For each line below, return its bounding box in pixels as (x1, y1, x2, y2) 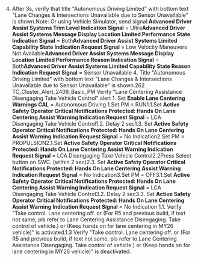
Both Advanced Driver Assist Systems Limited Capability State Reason (11, 63, 191, 70)
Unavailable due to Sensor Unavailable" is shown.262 (11, 82, 145, 89)
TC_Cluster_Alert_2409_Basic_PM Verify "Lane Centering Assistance (11, 88, 182, 95)
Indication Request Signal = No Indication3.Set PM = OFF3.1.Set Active (11, 171, 191, 178)
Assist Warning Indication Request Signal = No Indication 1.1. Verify (11, 203, 182, 210)
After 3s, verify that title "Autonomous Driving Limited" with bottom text (11, 5, 189, 12)
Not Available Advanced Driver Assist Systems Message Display (11, 50, 175, 57)
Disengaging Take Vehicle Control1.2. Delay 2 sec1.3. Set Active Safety (11, 120, 189, 127)
